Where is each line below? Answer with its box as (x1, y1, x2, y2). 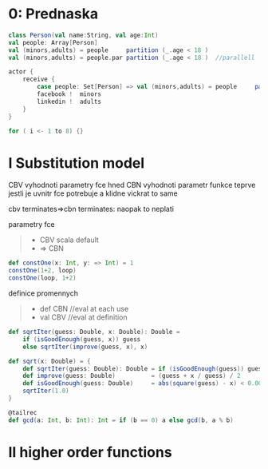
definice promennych (8, 288, 78, 298)
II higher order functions (8, 443, 173, 461)
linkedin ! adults (37, 97, 102, 105)
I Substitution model (8, 153, 145, 172)
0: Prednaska (8, 5, 98, 23)
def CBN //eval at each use (39, 304, 129, 313)
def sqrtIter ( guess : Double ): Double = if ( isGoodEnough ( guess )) (22, 364, 245, 372)
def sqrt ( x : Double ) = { (8, 357, 91, 365)
